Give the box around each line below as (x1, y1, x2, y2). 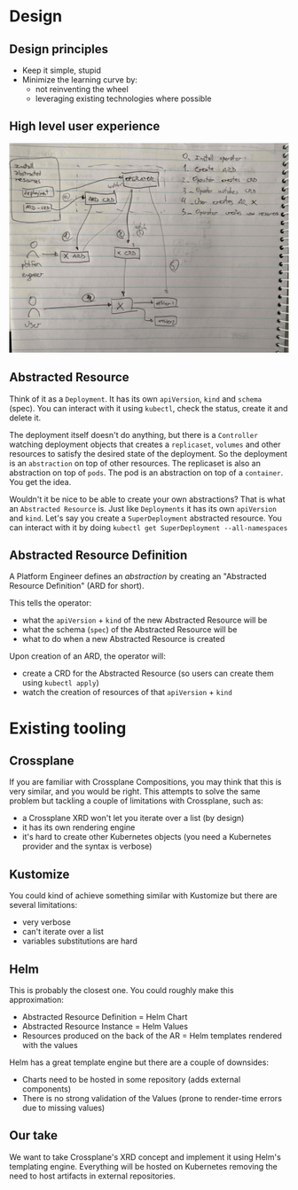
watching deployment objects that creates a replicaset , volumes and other (9, 439, 281, 450)
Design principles (9, 42, 109, 57)
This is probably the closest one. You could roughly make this (9, 985, 234, 996)
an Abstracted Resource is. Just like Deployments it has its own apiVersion (9, 503, 277, 513)
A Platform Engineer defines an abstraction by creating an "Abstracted (9, 571, 267, 582)
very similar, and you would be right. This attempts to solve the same (9, 787, 261, 797)
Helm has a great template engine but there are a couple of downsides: (9, 1057, 269, 1068)
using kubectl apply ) (21, 677, 99, 688)
